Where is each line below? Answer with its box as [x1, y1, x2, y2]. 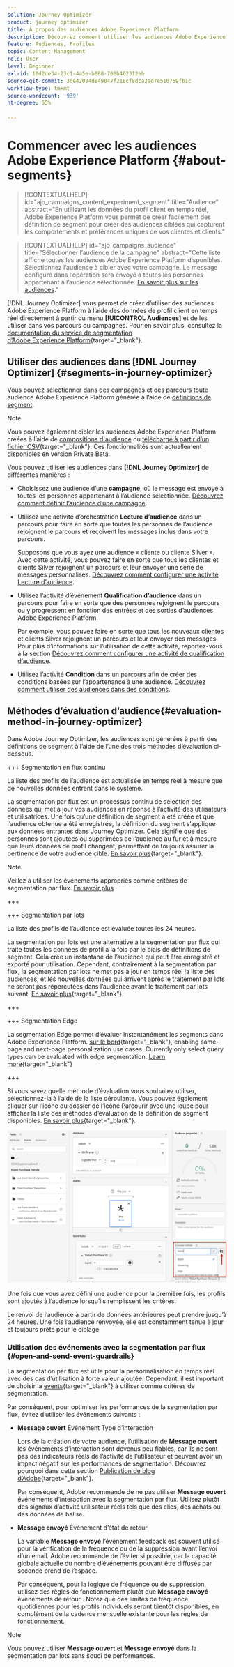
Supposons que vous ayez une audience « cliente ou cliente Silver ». [17, 548, 214, 556]
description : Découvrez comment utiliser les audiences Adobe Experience [7, 33, 226, 40]
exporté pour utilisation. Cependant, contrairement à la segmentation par [7, 959, 217, 968]
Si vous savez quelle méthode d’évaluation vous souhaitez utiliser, [7, 1086, 196, 1095]
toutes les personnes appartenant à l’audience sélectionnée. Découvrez [17, 492, 224, 500]
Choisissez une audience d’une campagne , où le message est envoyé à [17, 484, 224, 492]
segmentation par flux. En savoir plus [7, 883, 114, 892]
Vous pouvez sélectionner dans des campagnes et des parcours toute [7, 386, 209, 394]
